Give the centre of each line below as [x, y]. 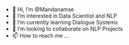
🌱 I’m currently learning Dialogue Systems [65, 22]
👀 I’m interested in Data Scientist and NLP [64, 16]
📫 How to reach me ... [40, 36]
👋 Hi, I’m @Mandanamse [43, 9]
